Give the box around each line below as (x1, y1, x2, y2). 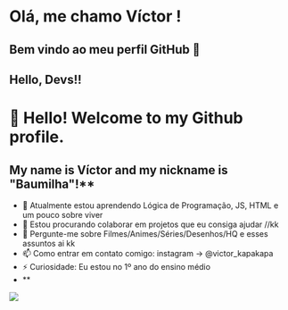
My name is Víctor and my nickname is (9, 163, 228, 178)
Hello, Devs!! (9, 71, 82, 87)
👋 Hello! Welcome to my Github (9, 108, 243, 129)
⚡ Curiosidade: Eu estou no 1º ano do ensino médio (21, 261, 211, 272)
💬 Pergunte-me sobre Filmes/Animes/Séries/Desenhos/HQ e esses (21, 228, 269, 239)
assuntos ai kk (21, 238, 76, 248)
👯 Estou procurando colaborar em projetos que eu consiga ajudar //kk (21, 219, 279, 230)
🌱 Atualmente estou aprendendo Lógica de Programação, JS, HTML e (21, 199, 279, 211)
